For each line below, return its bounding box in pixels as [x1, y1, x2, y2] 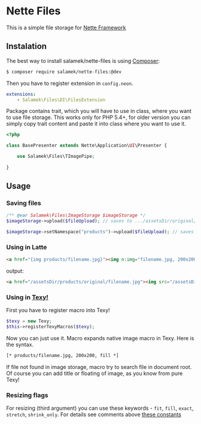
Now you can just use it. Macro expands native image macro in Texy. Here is [6, 335, 194, 342]
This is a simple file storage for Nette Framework [6, 24, 126, 31]
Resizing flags [6, 391, 49, 399]
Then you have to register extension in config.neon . [6, 80, 133, 87]
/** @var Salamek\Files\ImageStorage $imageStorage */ [6, 212, 146, 219]
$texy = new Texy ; [6, 318, 52, 324]
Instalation [6, 41, 47, 51]
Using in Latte [6, 243, 47, 251]
